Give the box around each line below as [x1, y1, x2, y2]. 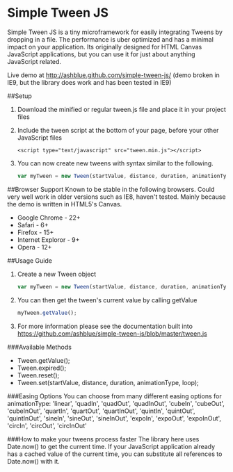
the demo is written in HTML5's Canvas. [7, 200, 122, 208]
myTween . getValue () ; [17, 309, 77, 316]
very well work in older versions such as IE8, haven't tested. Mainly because [7, 193, 226, 201]
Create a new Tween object [17, 270, 97, 278]
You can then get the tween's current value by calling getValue [17, 295, 198, 304]
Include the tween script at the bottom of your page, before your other [17, 126, 219, 134]
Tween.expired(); [17, 364, 67, 372]
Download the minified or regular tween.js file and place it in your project [17, 105, 226, 113]
